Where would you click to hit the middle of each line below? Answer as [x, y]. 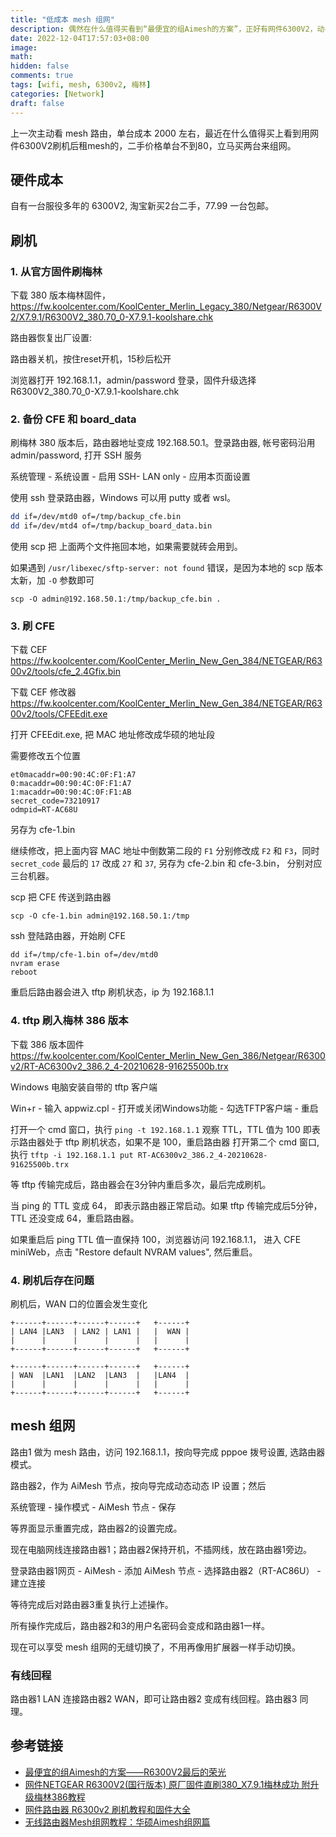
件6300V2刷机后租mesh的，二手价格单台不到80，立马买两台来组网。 [153, 145]
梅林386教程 [59, 1797]
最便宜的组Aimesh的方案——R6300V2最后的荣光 [125, 1772]
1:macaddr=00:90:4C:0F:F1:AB [71, 792]
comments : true [42, 76]
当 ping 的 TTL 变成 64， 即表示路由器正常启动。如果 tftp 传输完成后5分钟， [166, 1205]
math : [21, 57]
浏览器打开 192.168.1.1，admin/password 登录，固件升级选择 [133, 380]
